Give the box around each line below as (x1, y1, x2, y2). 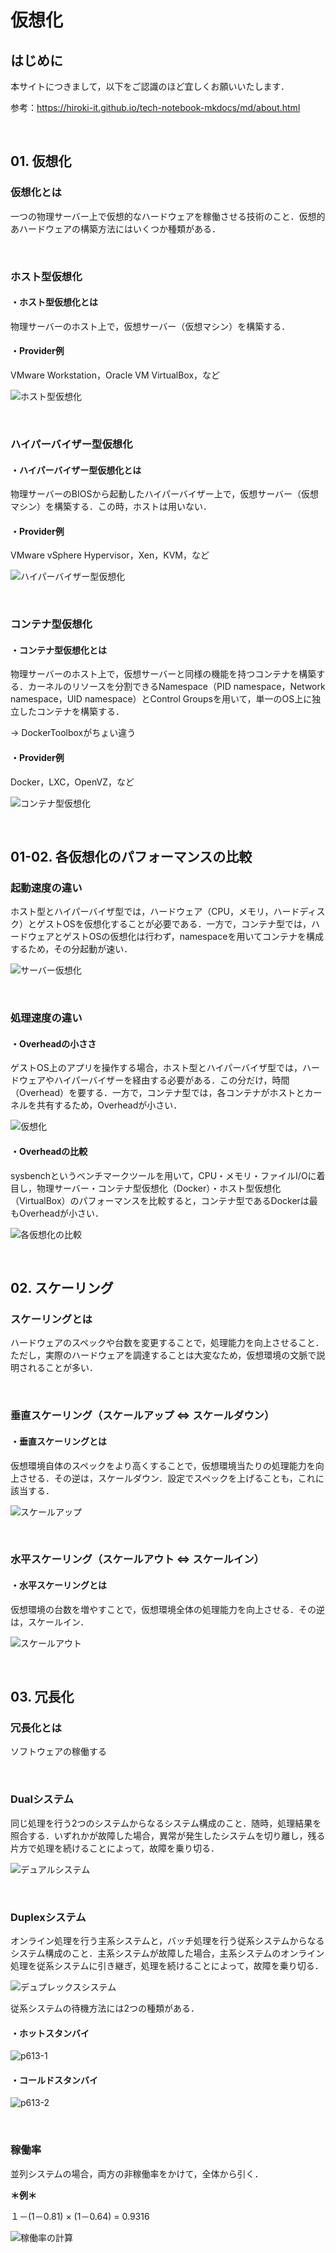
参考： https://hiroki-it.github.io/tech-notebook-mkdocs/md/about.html (10, 102, 301, 113)
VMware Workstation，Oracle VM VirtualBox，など (10, 369, 221, 381)
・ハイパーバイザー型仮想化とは (10, 464, 142, 476)
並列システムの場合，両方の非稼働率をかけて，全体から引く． (10, 2167, 264, 2180)
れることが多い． (27, 1362, 98, 1374)
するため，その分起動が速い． (10, 943, 133, 955)
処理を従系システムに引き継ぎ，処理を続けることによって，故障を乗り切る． (10, 1959, 324, 1971)
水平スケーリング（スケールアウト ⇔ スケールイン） (10, 1552, 265, 1566)
